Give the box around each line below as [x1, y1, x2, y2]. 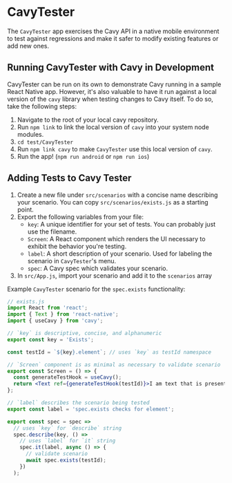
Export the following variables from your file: [17, 212, 144, 221]
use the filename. [27, 227, 77, 236]
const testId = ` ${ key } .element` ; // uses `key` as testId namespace [7, 348, 212, 356]
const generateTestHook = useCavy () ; [13, 374, 122, 381]
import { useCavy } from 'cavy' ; [7, 317, 104, 325]
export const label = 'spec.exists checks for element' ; [7, 406, 175, 413]
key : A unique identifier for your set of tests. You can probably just [27, 220, 216, 228]
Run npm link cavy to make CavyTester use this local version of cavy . [17, 144, 213, 153]
